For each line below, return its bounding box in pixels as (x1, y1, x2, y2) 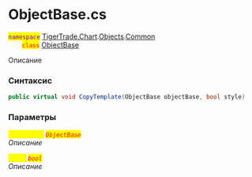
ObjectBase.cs (8, 6, 107, 24)
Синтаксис (8, 75, 53, 86)
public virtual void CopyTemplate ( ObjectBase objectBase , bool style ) (8, 93, 246, 101)
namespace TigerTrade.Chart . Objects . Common (8, 32, 156, 41)
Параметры (8, 112, 57, 123)
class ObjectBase (21, 40, 80, 49)
